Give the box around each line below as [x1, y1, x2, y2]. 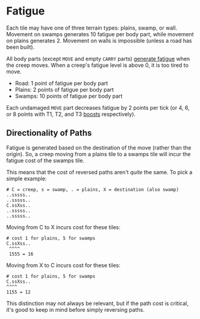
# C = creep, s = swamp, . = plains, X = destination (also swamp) [6, 186, 180, 192]
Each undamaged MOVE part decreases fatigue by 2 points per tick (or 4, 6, [6, 104, 190, 111]
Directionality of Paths [6, 128, 92, 138]
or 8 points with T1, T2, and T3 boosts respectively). [6, 110, 136, 118]
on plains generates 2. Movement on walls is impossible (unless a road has [6, 37, 192, 44]
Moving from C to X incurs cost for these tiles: [6, 223, 120, 230]
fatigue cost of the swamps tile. [6, 157, 84, 164]
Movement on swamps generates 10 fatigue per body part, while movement [6, 30, 194, 37]
